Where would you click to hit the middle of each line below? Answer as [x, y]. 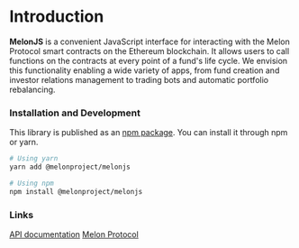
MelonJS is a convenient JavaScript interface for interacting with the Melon [149, 41]
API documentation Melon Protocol [74, 234]
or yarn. [24, 142]
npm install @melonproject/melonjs [76, 191]
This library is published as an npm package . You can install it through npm [149, 133]
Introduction [57, 17]
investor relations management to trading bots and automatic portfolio [139, 79]
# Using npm [32, 183]
